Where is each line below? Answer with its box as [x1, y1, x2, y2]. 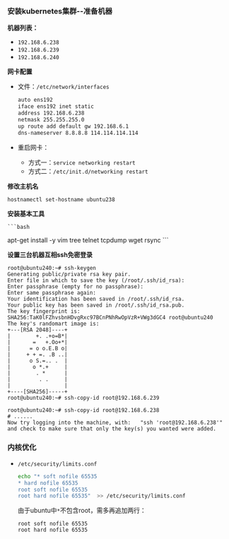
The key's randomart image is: [7, 320, 100, 327]
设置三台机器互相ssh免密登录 [7, 250, 93, 259]
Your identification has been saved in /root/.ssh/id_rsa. [7, 295, 185, 302]
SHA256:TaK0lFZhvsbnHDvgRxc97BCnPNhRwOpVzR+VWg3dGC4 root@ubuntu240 [7, 314, 213, 321]
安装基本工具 [7, 209, 45, 218]
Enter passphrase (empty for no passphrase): [7, 283, 143, 290]
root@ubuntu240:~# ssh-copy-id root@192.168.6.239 [7, 394, 160, 401]
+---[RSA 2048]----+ [7, 326, 69, 333]
